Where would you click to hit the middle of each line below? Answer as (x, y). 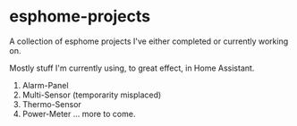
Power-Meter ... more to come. (79, 113)
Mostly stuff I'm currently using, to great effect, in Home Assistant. (132, 68)
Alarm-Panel (45, 85)
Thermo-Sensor (52, 104)
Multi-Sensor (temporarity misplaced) (92, 95)
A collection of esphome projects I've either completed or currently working (149, 41)
